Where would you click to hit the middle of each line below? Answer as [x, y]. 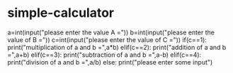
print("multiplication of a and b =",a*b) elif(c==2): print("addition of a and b [117, 47]
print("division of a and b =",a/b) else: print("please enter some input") [110, 62]
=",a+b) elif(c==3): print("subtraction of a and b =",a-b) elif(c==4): [104, 55]
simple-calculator [61, 13]
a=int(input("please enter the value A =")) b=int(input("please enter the [111, 32]
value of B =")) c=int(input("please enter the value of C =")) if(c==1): [107, 39]
